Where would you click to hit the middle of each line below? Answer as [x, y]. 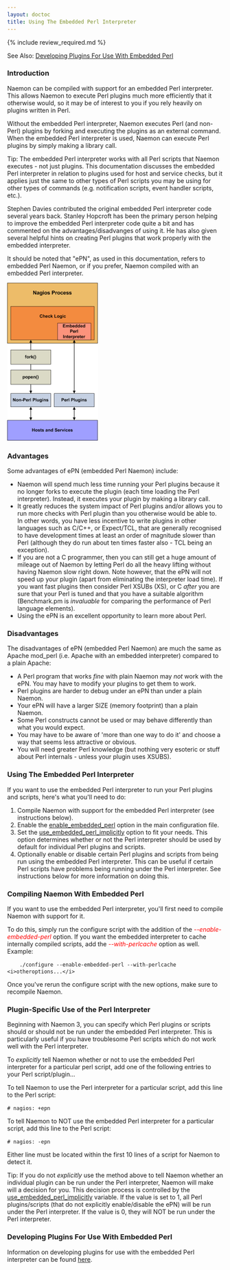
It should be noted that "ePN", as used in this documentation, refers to [106, 259]
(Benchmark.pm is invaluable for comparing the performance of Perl [114, 601]
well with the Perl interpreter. [48, 1047]
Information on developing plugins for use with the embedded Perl [101, 1252]
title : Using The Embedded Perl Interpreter [72, 22]
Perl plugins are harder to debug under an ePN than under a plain [110, 691]
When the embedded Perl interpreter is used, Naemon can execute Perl [108, 138]
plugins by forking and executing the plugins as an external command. [121, 131]
